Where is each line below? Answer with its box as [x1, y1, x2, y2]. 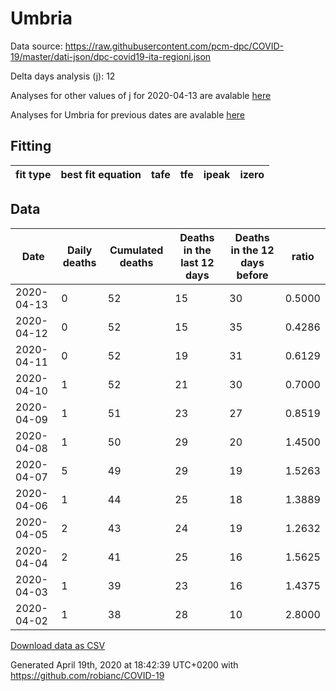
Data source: [10, 40, 63, 52]
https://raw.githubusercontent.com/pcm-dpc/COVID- [64, 40, 285, 52]
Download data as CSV [10, 639, 106, 651]
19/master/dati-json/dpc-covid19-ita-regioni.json [10, 50, 212, 62]
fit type [15, 167, 52, 181]
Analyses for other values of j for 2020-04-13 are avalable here [10, 89, 272, 101]
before [236, 268, 269, 282]
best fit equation [60, 167, 142, 181]
